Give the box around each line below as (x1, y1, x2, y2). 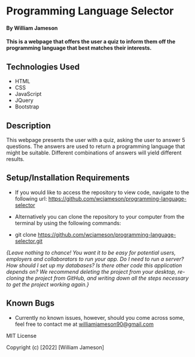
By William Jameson (6, 24, 58, 31)
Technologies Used (6, 62, 80, 72)
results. (6, 156, 25, 162)
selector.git (14, 237, 43, 244)
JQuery (14, 97, 34, 104)
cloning (6, 274, 25, 282)
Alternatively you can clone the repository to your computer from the (14, 213, 185, 220)
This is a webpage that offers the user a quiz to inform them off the (6, 38, 176, 46)
